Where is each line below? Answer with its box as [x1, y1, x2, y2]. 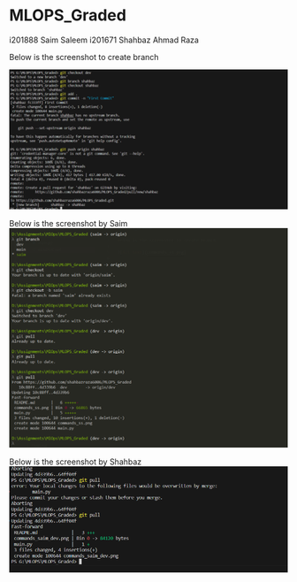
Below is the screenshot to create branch [9, 51, 159, 62]
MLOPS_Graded [9, 5, 126, 26]
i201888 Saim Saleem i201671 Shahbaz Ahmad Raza [9, 34, 199, 45]
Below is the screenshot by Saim [9, 218, 128, 228]
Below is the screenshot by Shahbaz [9, 456, 142, 467]
